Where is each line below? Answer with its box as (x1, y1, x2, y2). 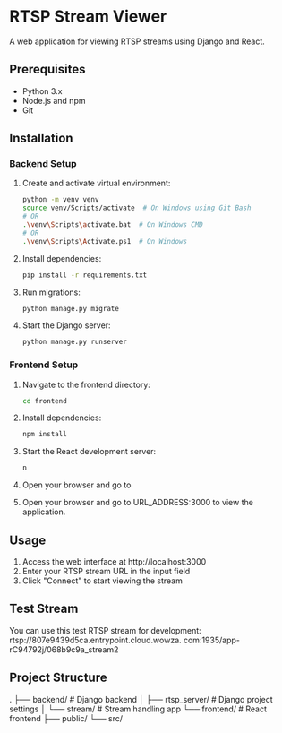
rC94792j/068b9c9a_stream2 (9, 643, 119, 655)
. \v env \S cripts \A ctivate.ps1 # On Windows (21, 237, 188, 246)
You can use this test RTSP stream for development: (9, 625, 201, 635)
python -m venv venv (21, 195, 99, 204)
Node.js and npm (21, 95, 86, 106)
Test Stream (9, 601, 79, 617)
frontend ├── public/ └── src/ (9, 712, 124, 723)
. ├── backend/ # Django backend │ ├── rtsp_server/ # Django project (9, 694, 273, 704)
